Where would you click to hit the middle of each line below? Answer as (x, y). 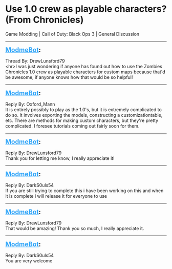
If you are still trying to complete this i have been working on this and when (84, 191)
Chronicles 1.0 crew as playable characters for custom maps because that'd (85, 72)
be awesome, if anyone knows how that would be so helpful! (69, 77)
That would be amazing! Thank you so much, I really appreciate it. (75, 228)
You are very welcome (29, 261)
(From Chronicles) (45, 20)
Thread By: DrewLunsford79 (35, 61)
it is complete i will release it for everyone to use (56, 196)
